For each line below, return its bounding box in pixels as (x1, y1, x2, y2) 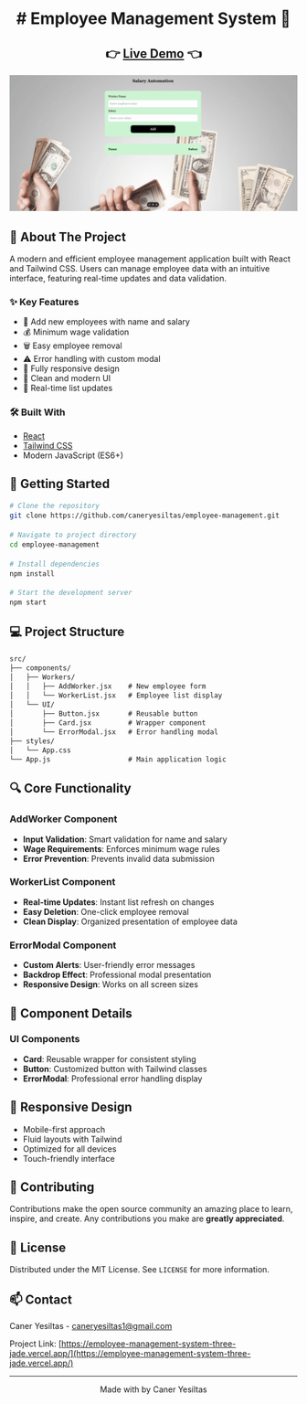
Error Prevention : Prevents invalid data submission (22, 853, 215, 864)
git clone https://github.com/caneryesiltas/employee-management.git (9, 511, 281, 520)
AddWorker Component (9, 813, 118, 825)
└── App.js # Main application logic (9, 754, 227, 764)
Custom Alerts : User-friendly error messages (22, 960, 196, 971)
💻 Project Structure (9, 624, 125, 640)
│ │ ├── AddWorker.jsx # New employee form (9, 681, 206, 691)
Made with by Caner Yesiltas (100, 1384, 207, 1395)
